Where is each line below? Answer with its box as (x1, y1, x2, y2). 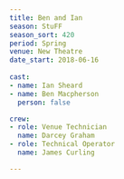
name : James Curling (17, 148, 95, 157)
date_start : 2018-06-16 (9, 55, 100, 65)
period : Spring (9, 38, 67, 48)
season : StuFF (9, 22, 63, 31)
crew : (9, 114, 30, 124)
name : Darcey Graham (17, 131, 95, 141)
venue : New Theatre (9, 47, 83, 56)
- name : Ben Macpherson (9, 89, 100, 98)
